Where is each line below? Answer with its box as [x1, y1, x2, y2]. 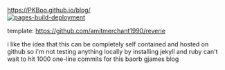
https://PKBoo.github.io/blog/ [7, 6, 91, 14]
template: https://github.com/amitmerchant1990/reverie [7, 27, 166, 35]
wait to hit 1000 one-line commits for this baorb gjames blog [7, 55, 179, 63]
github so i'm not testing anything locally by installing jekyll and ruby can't [7, 48, 218, 55]
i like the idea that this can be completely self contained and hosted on [7, 40, 209, 48]
